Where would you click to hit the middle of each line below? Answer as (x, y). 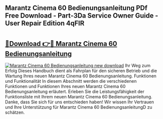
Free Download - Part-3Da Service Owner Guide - (82, 16)
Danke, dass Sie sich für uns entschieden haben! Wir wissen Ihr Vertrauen (80, 102)
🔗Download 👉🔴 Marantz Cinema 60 (61, 44)
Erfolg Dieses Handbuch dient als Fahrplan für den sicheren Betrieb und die (81, 71)
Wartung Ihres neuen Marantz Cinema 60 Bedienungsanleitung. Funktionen (81, 76)
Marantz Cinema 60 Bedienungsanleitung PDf (76, 8)
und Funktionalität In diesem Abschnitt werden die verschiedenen (71, 81)
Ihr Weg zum (138, 65)
